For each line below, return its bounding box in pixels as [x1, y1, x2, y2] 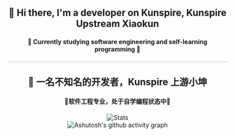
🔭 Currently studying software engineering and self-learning [27, 37, 208, 46]
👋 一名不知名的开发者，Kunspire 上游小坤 [27, 76, 208, 88]
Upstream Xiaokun [76, 18, 159, 30]
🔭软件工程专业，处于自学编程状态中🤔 [64, 97, 171, 105]
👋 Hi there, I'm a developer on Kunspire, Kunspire [8, 7, 227, 19]
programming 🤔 [94, 45, 141, 53]
